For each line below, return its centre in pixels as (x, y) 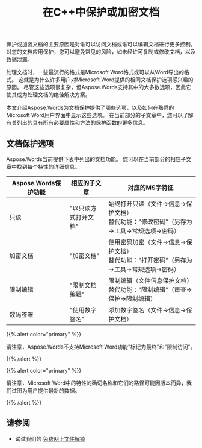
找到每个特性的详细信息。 (48, 167)
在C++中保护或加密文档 (101, 12)
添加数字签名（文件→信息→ (147, 310)
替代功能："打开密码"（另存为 (150, 260)
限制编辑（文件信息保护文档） (150, 281)
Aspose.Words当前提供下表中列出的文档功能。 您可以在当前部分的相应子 (96, 159)
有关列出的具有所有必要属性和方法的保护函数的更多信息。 (77, 123)
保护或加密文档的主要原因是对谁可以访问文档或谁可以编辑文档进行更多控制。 (101, 44)
